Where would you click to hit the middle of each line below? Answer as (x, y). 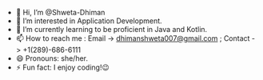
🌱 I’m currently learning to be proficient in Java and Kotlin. (112, 29)
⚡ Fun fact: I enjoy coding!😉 (62, 67)
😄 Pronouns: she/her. (52, 58)
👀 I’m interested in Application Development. (89, 21)
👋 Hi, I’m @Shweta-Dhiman (60, 12)
